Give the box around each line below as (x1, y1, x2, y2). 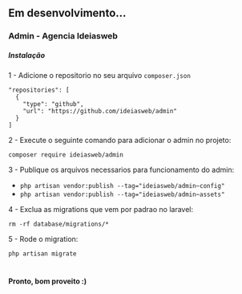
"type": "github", (22, 100, 84, 108)
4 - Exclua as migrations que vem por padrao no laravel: (8, 205, 194, 214)
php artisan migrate (8, 250, 78, 258)
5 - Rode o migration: (8, 235, 79, 244)
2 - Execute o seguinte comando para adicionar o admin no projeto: (8, 136, 232, 145)
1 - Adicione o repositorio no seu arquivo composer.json (8, 71, 191, 80)
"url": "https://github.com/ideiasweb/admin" (22, 108, 178, 116)
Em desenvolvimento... (8, 6, 127, 20)
